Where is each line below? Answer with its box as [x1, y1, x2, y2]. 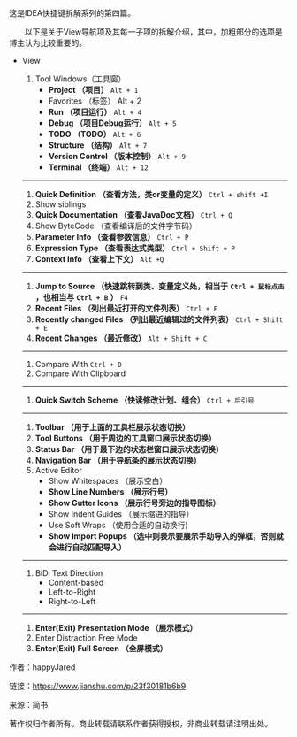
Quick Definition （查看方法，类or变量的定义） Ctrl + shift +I [34, 189, 269, 199]
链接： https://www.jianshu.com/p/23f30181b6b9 [9, 680, 187, 691]
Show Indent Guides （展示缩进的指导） [48, 509, 194, 519]
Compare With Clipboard [34, 368, 126, 379]
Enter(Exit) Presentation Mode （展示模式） [34, 623, 198, 633]
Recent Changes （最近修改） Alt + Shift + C [34, 333, 208, 343]
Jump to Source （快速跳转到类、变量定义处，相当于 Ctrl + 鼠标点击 [34, 281, 285, 291]
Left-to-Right [48, 587, 96, 597]
